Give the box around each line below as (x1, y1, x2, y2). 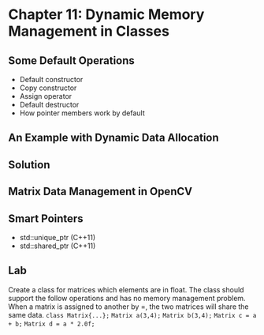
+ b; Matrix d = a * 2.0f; (8, 320, 95, 328)
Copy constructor (19, 83, 77, 92)
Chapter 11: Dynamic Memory (8, 6, 205, 24)
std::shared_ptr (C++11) (19, 241, 96, 250)
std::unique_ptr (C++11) (19, 232, 96, 242)
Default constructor (19, 75, 84, 84)
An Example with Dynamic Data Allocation (8, 131, 219, 145)
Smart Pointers (8, 212, 84, 225)
